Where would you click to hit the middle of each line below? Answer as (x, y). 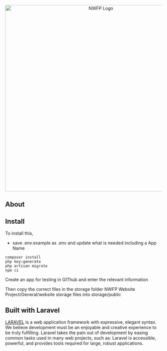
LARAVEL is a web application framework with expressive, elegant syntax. (81, 322)
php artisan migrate (27, 266)
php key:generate (23, 262)
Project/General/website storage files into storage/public (63, 295)
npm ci (12, 270)
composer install (23, 258)
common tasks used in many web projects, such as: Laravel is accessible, (81, 338)
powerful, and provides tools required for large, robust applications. (74, 344)
